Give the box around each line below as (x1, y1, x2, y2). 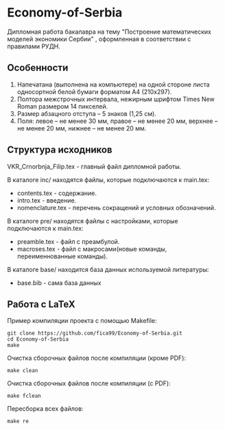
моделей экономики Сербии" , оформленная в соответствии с (7, 34, 191, 43)
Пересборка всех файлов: (7, 405, 84, 413)
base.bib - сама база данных (16, 278, 102, 286)
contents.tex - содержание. (16, 189, 97, 197)
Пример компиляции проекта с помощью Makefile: (7, 317, 157, 325)
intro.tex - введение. (16, 196, 77, 204)
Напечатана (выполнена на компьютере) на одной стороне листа (16, 80, 211, 89)
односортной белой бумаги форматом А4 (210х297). (16, 87, 172, 95)
